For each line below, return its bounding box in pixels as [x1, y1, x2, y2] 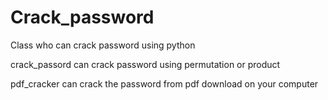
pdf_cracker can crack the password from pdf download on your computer [10, 77, 319, 90]
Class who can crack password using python [10, 39, 196, 51]
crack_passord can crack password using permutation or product [10, 58, 281, 70]
